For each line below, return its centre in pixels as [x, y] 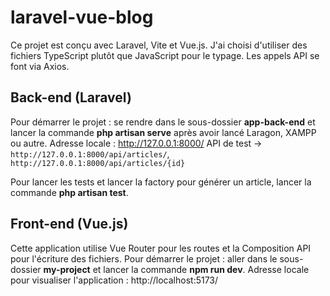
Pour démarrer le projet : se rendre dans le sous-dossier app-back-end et [163, 122]
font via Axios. [40, 66]
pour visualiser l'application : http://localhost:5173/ [114, 280]
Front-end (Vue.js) [69, 224]
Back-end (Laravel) [71, 97]
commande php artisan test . [69, 192]
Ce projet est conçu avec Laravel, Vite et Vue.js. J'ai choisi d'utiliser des [159, 45]
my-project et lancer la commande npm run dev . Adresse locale [176, 269]
